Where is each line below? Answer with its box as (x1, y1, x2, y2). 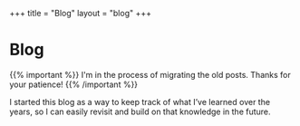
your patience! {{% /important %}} (9, 79, 139, 90)
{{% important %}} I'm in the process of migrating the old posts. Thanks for (9, 69, 292, 80)
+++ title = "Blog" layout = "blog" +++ (9, 8, 152, 18)
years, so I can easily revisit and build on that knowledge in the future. (9, 106, 271, 117)
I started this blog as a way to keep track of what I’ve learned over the (9, 96, 270, 107)
